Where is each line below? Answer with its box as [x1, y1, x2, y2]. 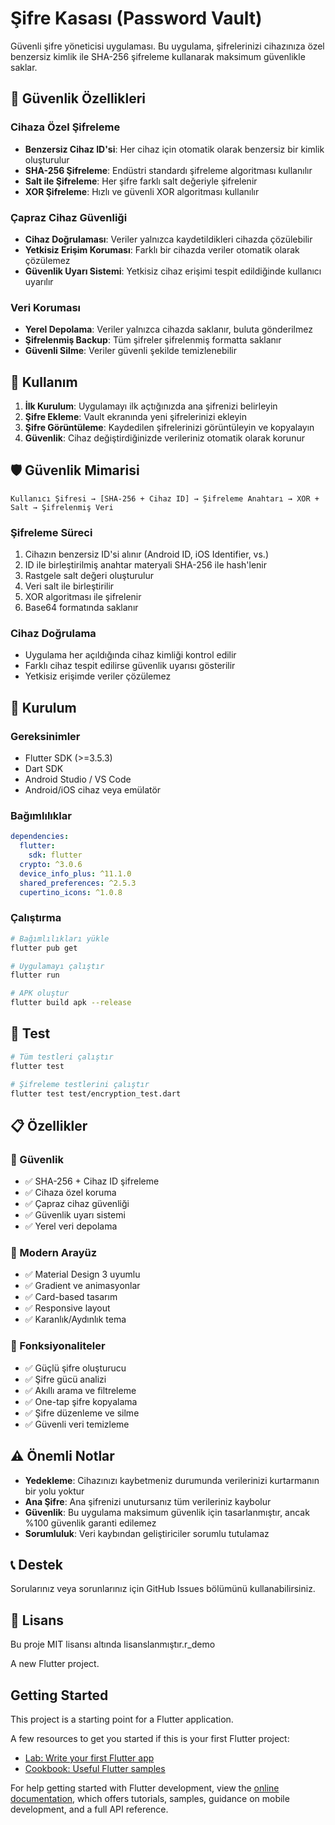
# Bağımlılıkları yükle [10, 933, 110, 944]
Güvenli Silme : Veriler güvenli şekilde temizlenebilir [24, 345, 237, 357]
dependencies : [10, 832, 70, 842]
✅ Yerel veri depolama [24, 1220, 118, 1232]
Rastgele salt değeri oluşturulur [24, 570, 155, 582]
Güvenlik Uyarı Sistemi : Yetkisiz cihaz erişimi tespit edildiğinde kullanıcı [24, 265, 322, 277]
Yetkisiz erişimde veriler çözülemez [24, 670, 172, 682]
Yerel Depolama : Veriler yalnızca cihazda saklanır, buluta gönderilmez [24, 323, 313, 336]
